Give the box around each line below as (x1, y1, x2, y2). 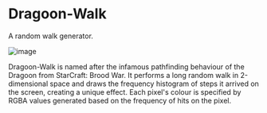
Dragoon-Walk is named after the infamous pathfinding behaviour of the (8, 61, 245, 72)
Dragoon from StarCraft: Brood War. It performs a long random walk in (8, 70, 239, 80)
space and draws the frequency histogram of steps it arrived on (49, 79, 259, 88)
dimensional (8, 79, 49, 88)
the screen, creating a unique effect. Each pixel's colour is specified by (8, 87, 241, 96)
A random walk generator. (8, 31, 94, 41)
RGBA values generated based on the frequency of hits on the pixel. (8, 95, 232, 105)
